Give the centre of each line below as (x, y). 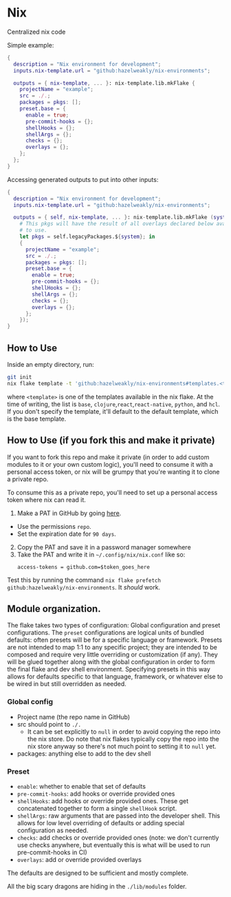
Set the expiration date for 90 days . (67, 534)
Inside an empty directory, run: (51, 364)
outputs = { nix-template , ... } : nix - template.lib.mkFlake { (104, 83)
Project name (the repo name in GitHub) (74, 717)
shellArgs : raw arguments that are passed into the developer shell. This (119, 816)
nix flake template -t (40, 383)
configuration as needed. (53, 830)
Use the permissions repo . (54, 526)
